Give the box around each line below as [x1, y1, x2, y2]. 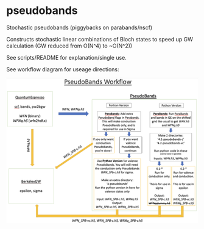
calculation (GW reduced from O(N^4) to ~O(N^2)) [6, 42, 133, 49]
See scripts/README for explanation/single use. [6, 54, 127, 61]
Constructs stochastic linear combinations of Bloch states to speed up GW [6, 35, 194, 43]
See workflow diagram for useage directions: [6, 65, 119, 73]
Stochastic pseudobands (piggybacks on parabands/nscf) [6, 24, 153, 31]
